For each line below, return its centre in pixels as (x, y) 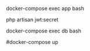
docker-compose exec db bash (44, 31)
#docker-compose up (32, 42)
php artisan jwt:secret (32, 19)
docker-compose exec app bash (45, 8)
